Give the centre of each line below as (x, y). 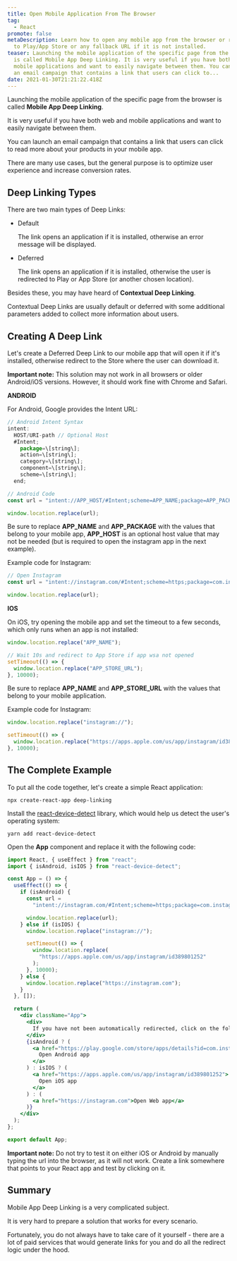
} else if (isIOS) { (50, 925)
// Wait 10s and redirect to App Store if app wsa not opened (101, 655)
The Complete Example (60, 770)
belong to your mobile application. (57, 696)
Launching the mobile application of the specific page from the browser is (115, 99)
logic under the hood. (38, 1250)
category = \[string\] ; (51, 462)
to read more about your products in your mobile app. (85, 150)
